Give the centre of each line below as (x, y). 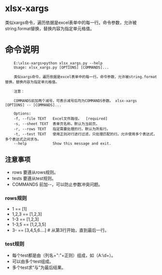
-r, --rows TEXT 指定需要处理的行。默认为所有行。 (62, 129)
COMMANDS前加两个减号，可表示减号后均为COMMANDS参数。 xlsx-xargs (75, 101)
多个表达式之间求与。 (23, 139)
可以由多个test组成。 (33, 261)
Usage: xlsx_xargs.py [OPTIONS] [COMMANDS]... (61, 67)
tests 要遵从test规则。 (34, 178)
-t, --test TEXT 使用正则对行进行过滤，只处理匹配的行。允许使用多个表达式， (85, 134)
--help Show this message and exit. (62, 144)
